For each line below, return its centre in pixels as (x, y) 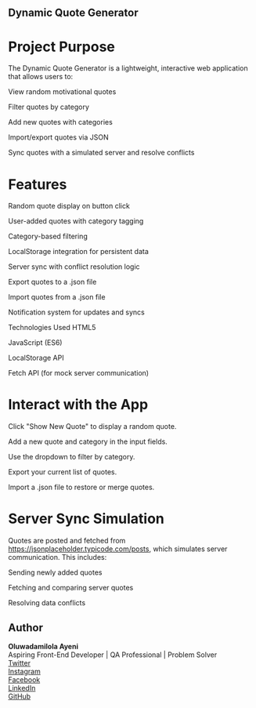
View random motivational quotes (62, 92)
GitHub (20, 696)
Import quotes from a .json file (57, 297)
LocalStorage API (36, 358)
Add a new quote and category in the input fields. (88, 441)
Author (25, 628)
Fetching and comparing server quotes (71, 588)
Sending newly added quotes (55, 572)
